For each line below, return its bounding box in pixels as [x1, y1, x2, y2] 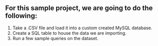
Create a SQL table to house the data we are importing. [12, 30, 127, 36]
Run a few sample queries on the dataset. [12, 35, 99, 41]
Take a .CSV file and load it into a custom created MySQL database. [12, 25, 152, 31]
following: [5, 12, 38, 20]
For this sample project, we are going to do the [5, 4, 153, 12]
